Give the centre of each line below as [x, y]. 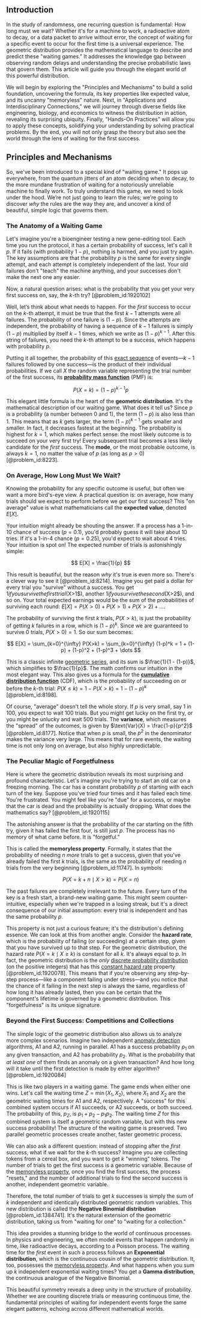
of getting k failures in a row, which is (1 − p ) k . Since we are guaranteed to [97, 625]
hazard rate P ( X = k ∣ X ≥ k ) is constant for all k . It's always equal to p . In [96, 954]
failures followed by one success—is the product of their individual [89, 364]
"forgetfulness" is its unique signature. [54, 1005]
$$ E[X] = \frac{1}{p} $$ [101, 563]
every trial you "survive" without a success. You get [70, 587]
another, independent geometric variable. [58, 1184]
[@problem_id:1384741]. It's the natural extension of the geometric [88, 1215]
